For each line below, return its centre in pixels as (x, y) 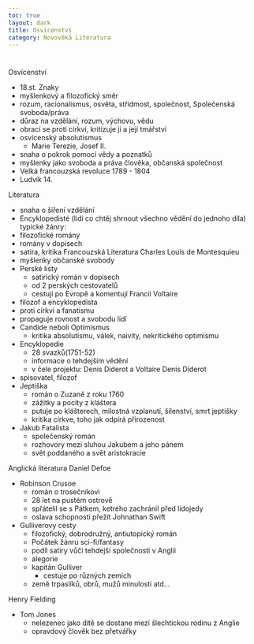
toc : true (24, 15)
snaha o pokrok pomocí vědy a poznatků (86, 154)
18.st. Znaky (39, 87)
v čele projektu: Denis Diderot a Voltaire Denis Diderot (119, 369)
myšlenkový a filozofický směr (69, 96)
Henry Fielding (32, 599)
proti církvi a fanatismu (57, 311)
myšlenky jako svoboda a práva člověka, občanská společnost (121, 163)
